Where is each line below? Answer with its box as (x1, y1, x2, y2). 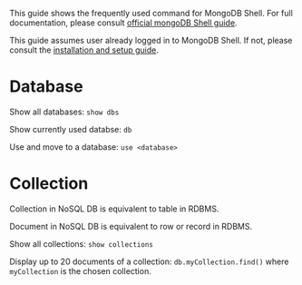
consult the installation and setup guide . (9, 44, 159, 55)
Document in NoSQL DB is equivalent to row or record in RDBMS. (9, 221, 253, 231)
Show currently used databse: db (9, 123, 132, 134)
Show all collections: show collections (9, 238, 154, 249)
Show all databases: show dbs (9, 106, 120, 117)
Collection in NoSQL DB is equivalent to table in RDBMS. (9, 203, 219, 214)
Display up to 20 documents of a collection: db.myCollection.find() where (9, 256, 289, 267)
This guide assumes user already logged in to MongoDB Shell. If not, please (9, 35, 293, 45)
